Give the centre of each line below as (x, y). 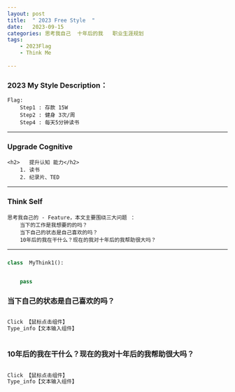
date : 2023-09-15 (36, 27)
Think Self (25, 202)
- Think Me (36, 53)
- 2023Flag (36, 46)
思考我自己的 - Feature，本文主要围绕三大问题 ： (71, 217)
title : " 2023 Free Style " (51, 20)
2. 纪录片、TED (40, 177)
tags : (15, 40)
